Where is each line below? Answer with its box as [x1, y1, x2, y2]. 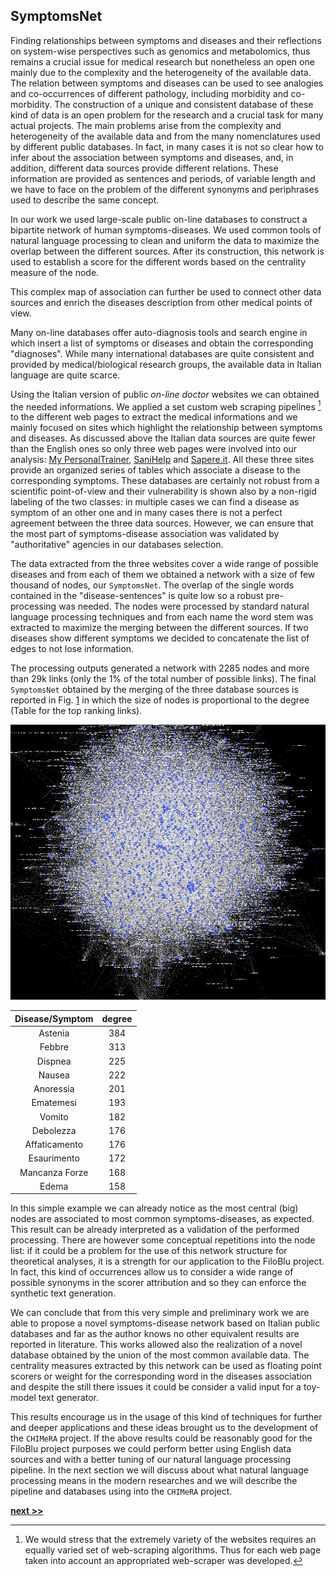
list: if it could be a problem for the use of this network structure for [10, 1245, 288, 1257]
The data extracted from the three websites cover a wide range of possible [10, 558, 319, 570]
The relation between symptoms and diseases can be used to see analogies [10, 77, 324, 89]
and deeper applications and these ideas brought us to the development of [10, 1422, 319, 1434]
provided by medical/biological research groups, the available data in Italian [10, 358, 322, 370]
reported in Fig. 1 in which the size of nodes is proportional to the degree [10, 694, 310, 706]
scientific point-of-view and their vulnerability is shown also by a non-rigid [10, 485, 317, 498]
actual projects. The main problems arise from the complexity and [10, 119, 282, 131]
